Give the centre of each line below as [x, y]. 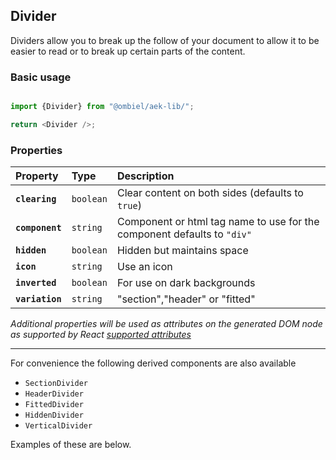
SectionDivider [56, 384]
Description [145, 176]
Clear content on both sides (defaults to [210, 193]
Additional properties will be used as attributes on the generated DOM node [166, 324]
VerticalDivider [58, 426]
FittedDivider [54, 405]
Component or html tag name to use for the [218, 222]
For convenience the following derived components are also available [153, 363]
